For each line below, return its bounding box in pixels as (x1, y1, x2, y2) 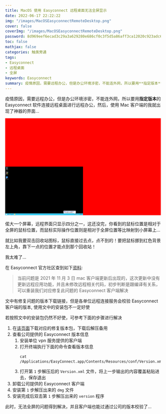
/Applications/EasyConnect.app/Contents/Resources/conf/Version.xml (19, 359, 164, 364)
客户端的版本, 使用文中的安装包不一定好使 (5, 304, 90, 310)
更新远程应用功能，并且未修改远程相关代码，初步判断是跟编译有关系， (17, 281, 161, 287)
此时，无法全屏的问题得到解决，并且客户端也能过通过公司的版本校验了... (5, 403, 152, 410)
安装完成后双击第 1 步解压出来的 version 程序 (12, 393, 105, 399)
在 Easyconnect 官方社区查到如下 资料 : (5, 264, 83, 270)
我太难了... (5, 254, 27, 260)
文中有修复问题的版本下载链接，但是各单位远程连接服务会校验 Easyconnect (5, 298, 158, 304)
